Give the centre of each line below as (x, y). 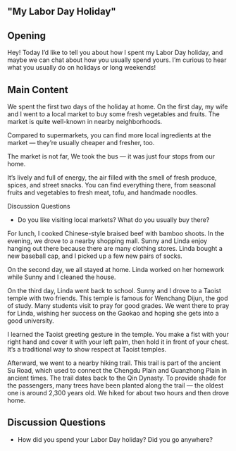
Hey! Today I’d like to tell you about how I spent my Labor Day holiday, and (115, 53)
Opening (27, 36)
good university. (31, 321)
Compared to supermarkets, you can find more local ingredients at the (109, 135)
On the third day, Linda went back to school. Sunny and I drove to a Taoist (114, 291)
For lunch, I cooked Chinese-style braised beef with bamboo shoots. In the (116, 234)
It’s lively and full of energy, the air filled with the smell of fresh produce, (112, 178)
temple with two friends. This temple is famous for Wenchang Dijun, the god (118, 298)
